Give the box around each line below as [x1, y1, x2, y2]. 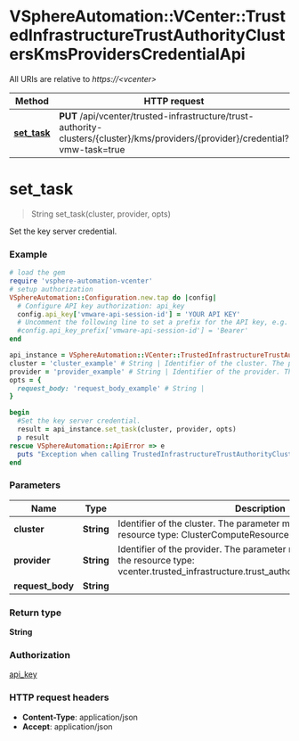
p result [17, 432, 50, 442]
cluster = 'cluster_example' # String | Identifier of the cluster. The [9, 358, 285, 367]
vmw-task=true [59, 143, 125, 155]
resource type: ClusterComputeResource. [117, 528, 292, 540]
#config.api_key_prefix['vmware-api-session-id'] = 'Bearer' [17, 326, 249, 335]
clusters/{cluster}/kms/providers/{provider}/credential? [59, 132, 289, 144]
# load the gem [9, 268, 66, 277]
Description [234, 502, 287, 515]
